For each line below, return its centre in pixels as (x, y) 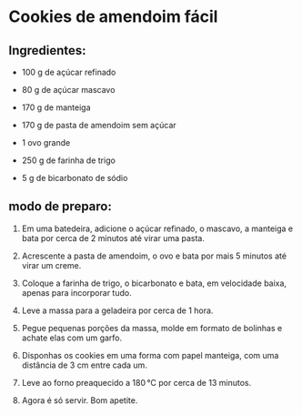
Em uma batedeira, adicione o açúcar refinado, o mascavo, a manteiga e (157, 228)
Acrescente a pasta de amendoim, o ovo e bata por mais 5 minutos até (154, 256)
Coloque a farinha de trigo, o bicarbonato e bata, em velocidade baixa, (154, 283)
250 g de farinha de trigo (68, 160)
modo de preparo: (60, 207)
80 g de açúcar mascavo (68, 90)
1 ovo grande (46, 142)
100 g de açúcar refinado (69, 72)
